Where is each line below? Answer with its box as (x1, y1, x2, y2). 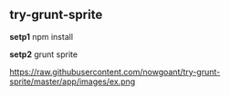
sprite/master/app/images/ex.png (9, 76, 136, 87)
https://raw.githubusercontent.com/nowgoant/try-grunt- (9, 66, 221, 77)
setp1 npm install (9, 31, 74, 42)
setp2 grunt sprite (9, 49, 78, 60)
